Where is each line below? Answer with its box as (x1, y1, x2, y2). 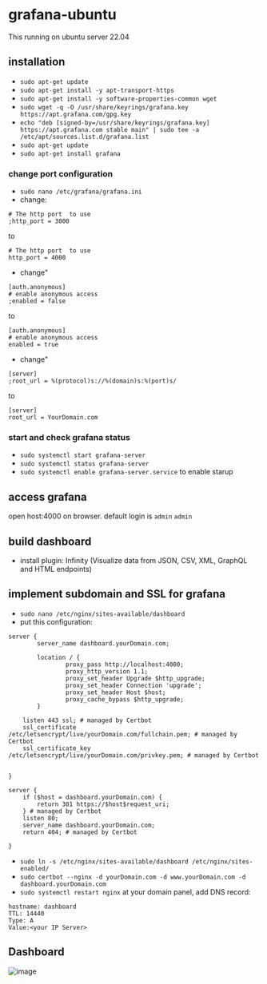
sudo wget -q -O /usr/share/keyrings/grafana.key (19, 103, 189, 111)
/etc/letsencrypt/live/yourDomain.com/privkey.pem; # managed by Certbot (8, 751, 260, 760)
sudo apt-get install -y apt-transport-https (19, 86, 174, 94)
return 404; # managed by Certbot (22, 828, 137, 836)
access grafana (8, 490, 88, 504)
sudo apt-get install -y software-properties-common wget (19, 94, 217, 103)
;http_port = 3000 (8, 217, 70, 225)
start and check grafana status (8, 431, 130, 442)
